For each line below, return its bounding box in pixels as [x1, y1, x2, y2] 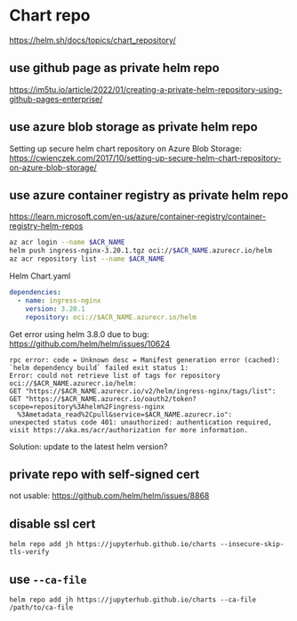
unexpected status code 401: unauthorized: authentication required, [9, 417, 273, 427]
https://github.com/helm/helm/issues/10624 [9, 338, 171, 349]
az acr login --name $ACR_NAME [9, 238, 125, 247]
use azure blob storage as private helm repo [9, 119, 258, 134]
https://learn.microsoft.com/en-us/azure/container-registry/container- [9, 211, 267, 222]
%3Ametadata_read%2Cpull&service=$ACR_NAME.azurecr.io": [17, 410, 233, 419]
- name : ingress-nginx [17, 295, 101, 305]
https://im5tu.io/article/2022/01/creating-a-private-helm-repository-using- [9, 84, 283, 94]
